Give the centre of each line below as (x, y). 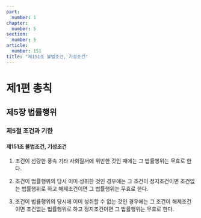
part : (13, 12)
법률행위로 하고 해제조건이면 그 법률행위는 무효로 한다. (85, 189)
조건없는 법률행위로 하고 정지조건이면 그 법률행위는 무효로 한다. (100, 209)
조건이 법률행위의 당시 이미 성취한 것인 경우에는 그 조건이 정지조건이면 (97, 181)
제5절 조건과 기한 (29, 131)
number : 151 (27, 51)
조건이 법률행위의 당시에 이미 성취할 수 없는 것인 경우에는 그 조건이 (93, 202)
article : (17, 46)
